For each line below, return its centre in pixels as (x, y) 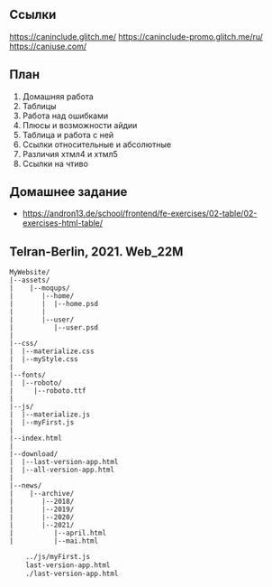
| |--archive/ (42, 494)
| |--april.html (58, 533)
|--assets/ (30, 280)
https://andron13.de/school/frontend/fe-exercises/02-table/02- (140, 214)
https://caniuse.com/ (48, 46)
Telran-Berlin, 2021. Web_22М (96, 252)
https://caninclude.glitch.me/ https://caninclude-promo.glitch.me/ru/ (136, 36)
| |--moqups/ (40, 288)
